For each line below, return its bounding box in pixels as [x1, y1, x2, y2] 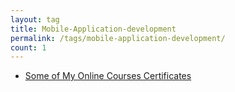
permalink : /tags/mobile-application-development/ [10, 33, 226, 43]
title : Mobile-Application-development [10, 24, 177, 34]
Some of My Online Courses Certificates [24, 70, 192, 82]
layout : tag [10, 14, 60, 25]
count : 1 [10, 42, 47, 53]
